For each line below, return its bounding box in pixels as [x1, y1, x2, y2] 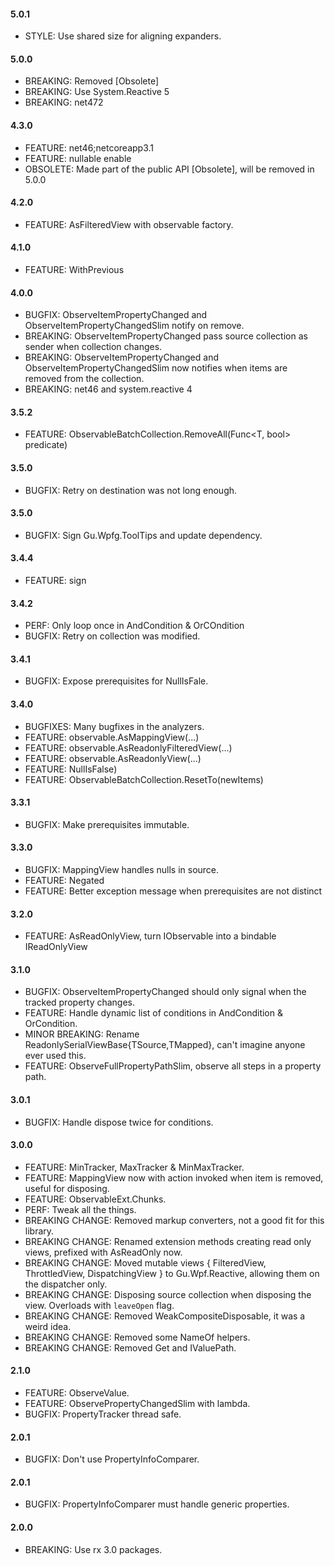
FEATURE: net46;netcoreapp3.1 [24, 141, 155, 154]
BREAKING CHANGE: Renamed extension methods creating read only [24, 1235, 312, 1247]
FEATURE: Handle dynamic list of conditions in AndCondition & [24, 1007, 283, 1019]
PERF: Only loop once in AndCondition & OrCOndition [24, 620, 245, 632]
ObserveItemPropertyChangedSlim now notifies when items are [24, 362, 288, 374]
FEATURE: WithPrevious [24, 264, 125, 276]
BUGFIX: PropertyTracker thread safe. [24, 1408, 182, 1420]
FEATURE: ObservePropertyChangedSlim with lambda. [24, 1398, 251, 1410]
